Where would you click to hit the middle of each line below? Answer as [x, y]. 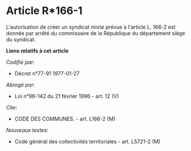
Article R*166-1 [44, 11]
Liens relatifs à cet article [37, 50]
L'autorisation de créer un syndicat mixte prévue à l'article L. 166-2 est [91, 27]
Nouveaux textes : [27, 130]
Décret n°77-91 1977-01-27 [47, 73]
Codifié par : [20, 62]
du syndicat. [21, 39]
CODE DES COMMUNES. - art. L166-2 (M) [65, 119]
